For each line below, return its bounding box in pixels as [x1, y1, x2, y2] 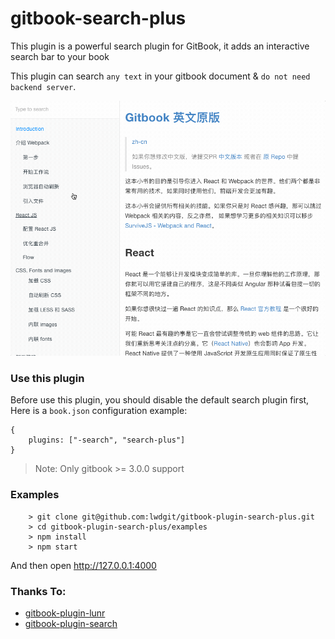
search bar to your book [10, 50, 110, 62]
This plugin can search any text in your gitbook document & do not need [10, 70, 311, 82]
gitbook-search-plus [10, 7, 187, 30]
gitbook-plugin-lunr [24, 607, 106, 619]
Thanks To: [10, 584, 67, 598]
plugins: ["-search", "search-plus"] [28, 435, 186, 446]
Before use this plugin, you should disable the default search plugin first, [10, 394, 310, 406]
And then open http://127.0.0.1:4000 [10, 559, 157, 571]
